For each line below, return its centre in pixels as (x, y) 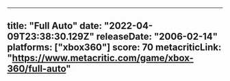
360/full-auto (37, 69)
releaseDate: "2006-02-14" (157, 37)
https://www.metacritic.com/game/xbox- (103, 58)
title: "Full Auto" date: (55, 26)
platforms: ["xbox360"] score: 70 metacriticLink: (114, 48)
